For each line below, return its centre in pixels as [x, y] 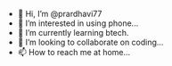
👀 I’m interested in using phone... [78, 23]
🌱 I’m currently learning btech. [73, 33]
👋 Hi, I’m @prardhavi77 [60, 14]
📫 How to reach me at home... [74, 52]
